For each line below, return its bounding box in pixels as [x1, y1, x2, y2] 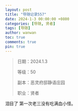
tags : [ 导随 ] [5, 26, 31, 31]
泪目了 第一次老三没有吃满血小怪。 [5, 100, 76, 107]
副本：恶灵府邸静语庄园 [17, 79, 65, 85]
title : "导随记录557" [5, 12, 47, 17]
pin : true [5, 44, 26, 49]
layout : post [5, 7, 32, 12]
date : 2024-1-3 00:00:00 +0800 [5, 16, 70, 21]
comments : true [5, 40, 37, 45]
